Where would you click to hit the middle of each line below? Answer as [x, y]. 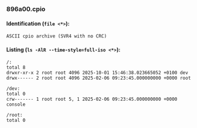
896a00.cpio [26, 9]
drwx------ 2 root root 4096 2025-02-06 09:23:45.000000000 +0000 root [98, 78]
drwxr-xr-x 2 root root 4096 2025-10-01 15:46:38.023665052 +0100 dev [97, 73]
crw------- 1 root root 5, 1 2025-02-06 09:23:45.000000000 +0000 [92, 99]
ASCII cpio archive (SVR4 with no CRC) [57, 36]
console [16, 104]
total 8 [16, 68]
